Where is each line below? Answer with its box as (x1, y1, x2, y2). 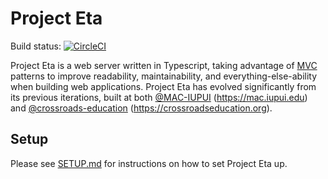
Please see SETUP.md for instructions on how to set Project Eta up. (10, 157, 288, 169)
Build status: (10, 40, 62, 52)
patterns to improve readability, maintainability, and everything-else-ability (10, 70, 318, 82)
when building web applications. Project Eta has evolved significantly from (10, 80, 317, 92)
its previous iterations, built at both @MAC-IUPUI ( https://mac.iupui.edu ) (10, 91, 308, 103)
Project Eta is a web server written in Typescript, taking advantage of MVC (10, 59, 318, 71)
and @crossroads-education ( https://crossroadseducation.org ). (10, 102, 273, 114)
